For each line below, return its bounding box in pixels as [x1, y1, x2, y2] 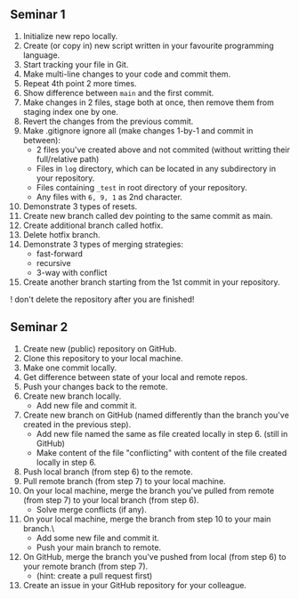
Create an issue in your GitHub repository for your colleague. [22, 579, 247, 590]
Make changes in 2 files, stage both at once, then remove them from [22, 97, 274, 108]
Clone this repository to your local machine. [22, 352, 183, 363]
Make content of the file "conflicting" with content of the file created [36, 447, 287, 457]
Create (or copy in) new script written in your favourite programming [22, 40, 274, 51]
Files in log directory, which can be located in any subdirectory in [36, 163, 277, 174]
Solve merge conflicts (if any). [36, 504, 148, 514]
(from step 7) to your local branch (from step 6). [22, 494, 199, 506]
